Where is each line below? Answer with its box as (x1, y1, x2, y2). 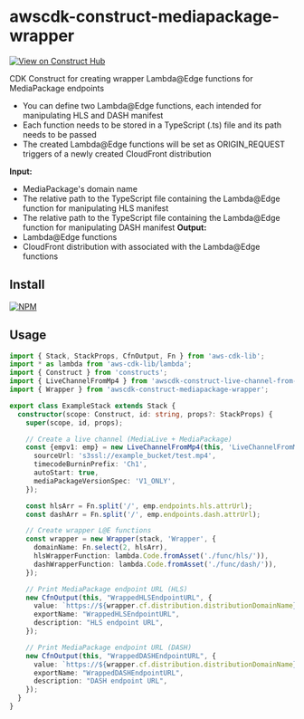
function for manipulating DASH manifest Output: (22, 222, 207, 233)
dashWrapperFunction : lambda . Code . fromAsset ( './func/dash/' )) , (33, 560, 278, 569)
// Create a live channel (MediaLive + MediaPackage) (25, 435, 233, 444)
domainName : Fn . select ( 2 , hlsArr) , (33, 543, 168, 552)
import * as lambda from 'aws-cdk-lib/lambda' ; (9, 359, 193, 369)
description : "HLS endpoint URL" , (33, 618, 165, 628)
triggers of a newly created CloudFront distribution (22, 148, 212, 159)
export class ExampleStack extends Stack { (9, 401, 176, 410)
